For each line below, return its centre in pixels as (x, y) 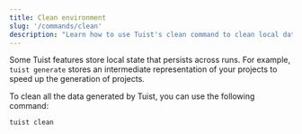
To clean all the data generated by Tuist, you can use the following (132, 96)
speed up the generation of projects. (77, 79)
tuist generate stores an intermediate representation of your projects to (143, 69)
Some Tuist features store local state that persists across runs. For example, (150, 60)
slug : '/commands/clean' (56, 26)
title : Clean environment (58, 18)
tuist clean (31, 122)
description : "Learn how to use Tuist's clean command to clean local (144, 34)
